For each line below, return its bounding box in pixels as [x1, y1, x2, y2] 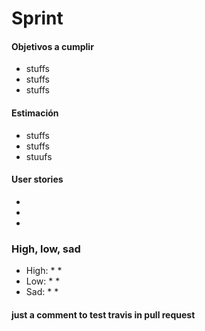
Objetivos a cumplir [11, 40, 94, 52]
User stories [11, 173, 64, 186]
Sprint [11, 7, 64, 30]
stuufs [25, 150, 53, 162]
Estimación [11, 107, 59, 119]
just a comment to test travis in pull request [11, 308, 196, 321]
